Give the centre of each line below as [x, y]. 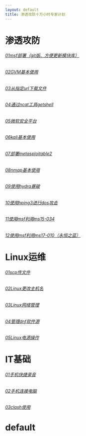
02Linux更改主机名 [24, 288]
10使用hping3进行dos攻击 [32, 202]
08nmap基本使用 [23, 170]
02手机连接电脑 [21, 391]
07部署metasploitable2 [29, 153]
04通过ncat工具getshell [29, 104]
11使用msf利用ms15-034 [30, 219]
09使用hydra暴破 [23, 186]
